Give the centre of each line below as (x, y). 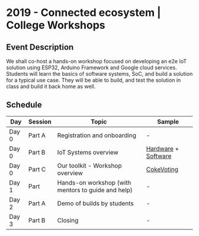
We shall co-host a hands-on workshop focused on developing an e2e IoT (97, 61)
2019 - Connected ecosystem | (84, 13)
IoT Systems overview (88, 152)
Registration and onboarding (97, 135)
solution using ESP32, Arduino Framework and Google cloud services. (92, 67)
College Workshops (56, 25)
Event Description (40, 47)
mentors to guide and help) (95, 190)
